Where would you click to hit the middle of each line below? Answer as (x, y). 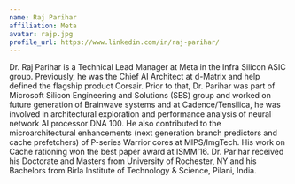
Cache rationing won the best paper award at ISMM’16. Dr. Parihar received (147, 152)
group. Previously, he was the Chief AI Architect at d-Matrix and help (135, 77)
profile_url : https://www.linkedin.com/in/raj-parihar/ (114, 42)
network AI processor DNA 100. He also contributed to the (115, 124)
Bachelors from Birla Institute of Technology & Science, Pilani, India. (133, 171)
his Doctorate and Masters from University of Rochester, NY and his (133, 161)
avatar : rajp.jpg (41, 34)
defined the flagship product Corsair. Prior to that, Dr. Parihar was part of (142, 86)
